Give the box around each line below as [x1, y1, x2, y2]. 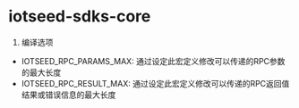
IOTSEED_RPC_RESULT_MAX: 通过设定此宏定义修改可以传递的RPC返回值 [21, 78, 290, 88]
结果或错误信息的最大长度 [21, 89, 116, 100]
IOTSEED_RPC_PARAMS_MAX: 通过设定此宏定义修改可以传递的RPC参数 [21, 55, 286, 66]
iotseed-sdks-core [8, 6, 151, 27]
